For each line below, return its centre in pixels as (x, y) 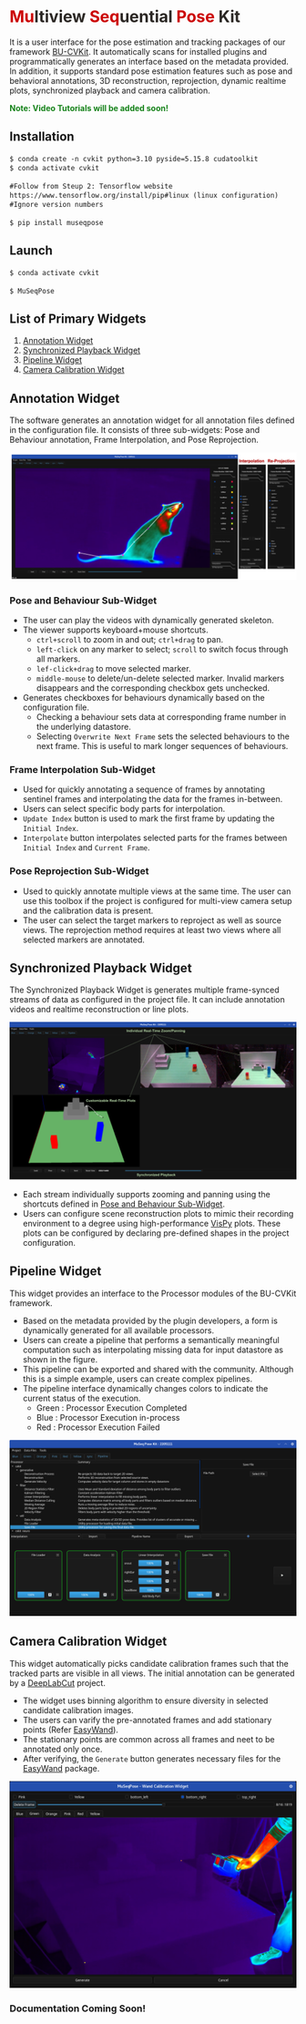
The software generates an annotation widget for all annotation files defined (152, 420)
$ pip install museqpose (56, 222)
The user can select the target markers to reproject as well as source (152, 920)
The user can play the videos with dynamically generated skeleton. (148, 620)
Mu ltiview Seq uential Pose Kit (125, 17)
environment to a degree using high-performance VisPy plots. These (151, 1223)
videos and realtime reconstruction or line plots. (99, 1010)
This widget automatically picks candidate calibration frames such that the (149, 1663)
